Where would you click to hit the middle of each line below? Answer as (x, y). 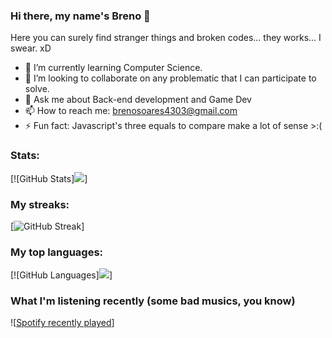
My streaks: (40, 204)
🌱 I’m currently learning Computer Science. (113, 68)
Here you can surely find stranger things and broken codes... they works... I (166, 38)
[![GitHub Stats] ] (49, 178)
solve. (37, 89)
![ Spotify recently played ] (62, 323)
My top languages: (57, 252)
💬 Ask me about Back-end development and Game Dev (138, 100)
